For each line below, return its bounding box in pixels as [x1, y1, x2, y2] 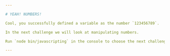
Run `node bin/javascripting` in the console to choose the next [5, 38, 146, 44]
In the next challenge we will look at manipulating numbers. [5, 29, 139, 35]
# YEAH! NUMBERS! [5, 11, 42, 16]
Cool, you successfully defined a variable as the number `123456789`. [5, 20, 159, 25]
